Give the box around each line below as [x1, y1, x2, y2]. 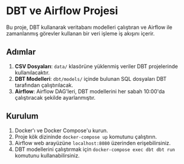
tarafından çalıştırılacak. [14, 81, 73, 88]
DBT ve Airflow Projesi [6, 4, 118, 18]
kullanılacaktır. [14, 69, 50, 76]
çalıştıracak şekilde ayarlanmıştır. [14, 94, 96, 101]
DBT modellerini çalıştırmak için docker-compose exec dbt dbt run [14, 146, 176, 153]
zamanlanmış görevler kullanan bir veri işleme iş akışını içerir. [6, 29, 155, 37]
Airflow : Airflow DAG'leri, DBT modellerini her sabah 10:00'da [14, 87, 165, 95]
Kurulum [6, 111, 39, 122]
